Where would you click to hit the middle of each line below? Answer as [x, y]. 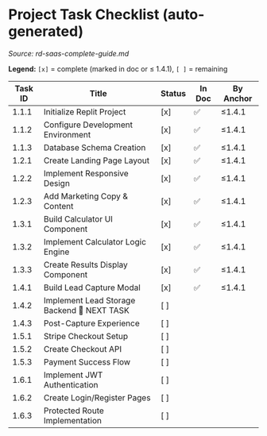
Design [56, 183]
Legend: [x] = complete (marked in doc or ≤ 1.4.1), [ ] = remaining [118, 68]
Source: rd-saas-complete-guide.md [69, 53]
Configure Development [88, 125]
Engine [56, 252]
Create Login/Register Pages [97, 397]
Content [58, 206]
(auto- [184, 15]
